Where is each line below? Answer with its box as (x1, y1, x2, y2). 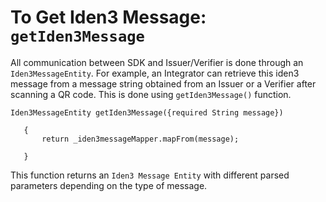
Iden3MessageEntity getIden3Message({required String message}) (10, 107, 284, 118)
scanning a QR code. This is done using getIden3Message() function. (10, 88, 292, 100)
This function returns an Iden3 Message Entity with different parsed (10, 169, 290, 181)
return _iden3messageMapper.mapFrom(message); (41, 134, 240, 144)
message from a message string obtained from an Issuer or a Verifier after (10, 77, 317, 90)
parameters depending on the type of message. (10, 179, 208, 191)
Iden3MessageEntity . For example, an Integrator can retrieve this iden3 (10, 67, 300, 79)
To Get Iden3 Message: (10, 6, 207, 29)
